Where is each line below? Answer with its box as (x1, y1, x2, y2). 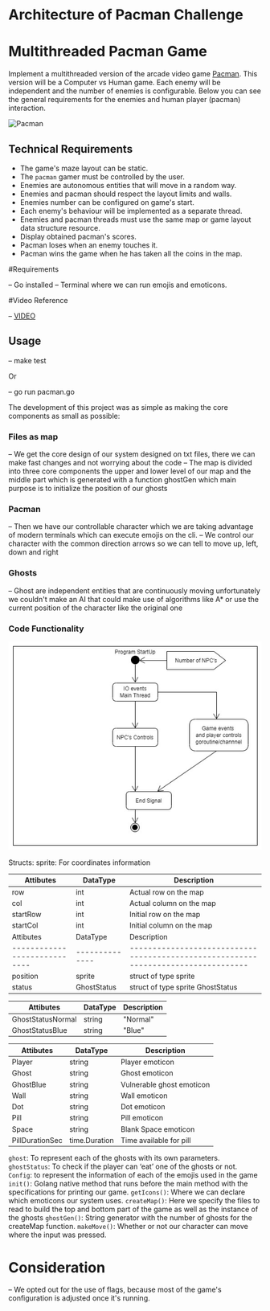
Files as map (8, 431, 59, 442)
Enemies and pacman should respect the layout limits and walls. (19, 189, 232, 199)
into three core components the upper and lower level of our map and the (8, 466, 252, 476)
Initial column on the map (129, 920, 213, 930)
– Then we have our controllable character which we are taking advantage (8, 522, 254, 531)
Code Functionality (8, 623, 84, 634)
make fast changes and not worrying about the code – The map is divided (8, 458, 253, 468)
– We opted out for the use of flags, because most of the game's (8, 1284, 223, 1295)
